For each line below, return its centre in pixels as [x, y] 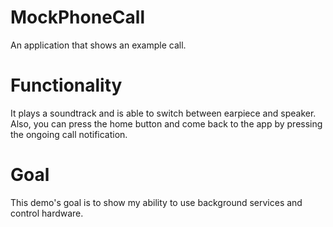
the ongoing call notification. [69, 134]
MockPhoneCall [77, 17]
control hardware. [47, 213]
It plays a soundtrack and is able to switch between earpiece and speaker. [163, 113]
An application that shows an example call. [98, 45]
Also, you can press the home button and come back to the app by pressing [166, 123]
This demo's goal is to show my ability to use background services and [156, 202]
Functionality [66, 85]
